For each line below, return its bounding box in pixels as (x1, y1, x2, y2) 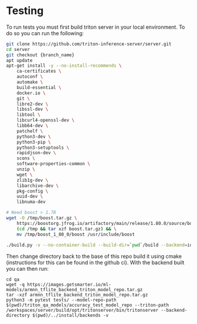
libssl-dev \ (16, 107, 49, 112)
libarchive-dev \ (16, 183, 59, 189)
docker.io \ (16, 90, 46, 96)
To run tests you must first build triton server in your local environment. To (6, 23, 185, 30)
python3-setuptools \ (16, 145, 69, 151)
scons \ (16, 155, 35, 162)
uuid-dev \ (16, 193, 43, 200)
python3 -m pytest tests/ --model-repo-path (6, 297, 117, 303)
